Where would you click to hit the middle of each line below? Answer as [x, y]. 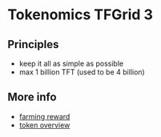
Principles [33, 44]
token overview [44, 125]
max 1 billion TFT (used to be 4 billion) [82, 72]
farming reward [44, 116]
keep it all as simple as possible [71, 63]
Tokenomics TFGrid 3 [80, 15]
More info [32, 97]
